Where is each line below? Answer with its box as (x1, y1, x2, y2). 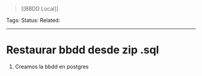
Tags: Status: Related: (6, 17, 60, 23)
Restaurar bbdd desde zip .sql (6, 43, 159, 57)
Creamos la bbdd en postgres (14, 63, 89, 70)
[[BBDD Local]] (20, 5, 59, 12)
